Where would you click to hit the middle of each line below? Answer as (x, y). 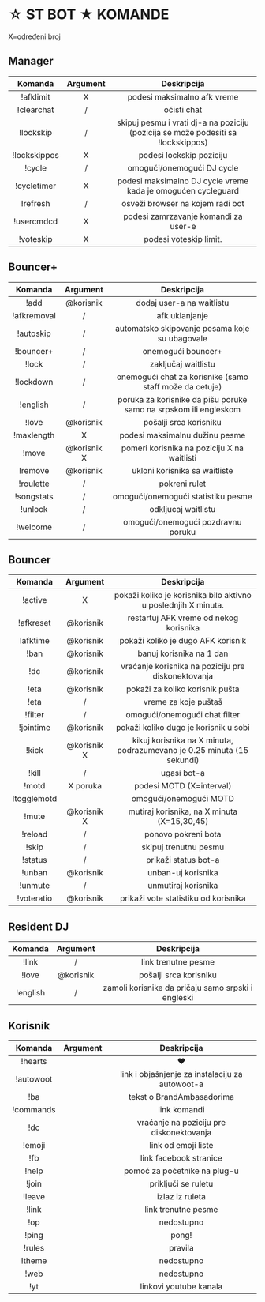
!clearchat (35, 110)
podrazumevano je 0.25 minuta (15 (183, 751)
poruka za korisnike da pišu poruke (183, 399)
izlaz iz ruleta (181, 1197)
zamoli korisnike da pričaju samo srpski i (178, 988)
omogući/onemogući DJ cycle (183, 167)
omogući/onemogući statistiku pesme (183, 496)
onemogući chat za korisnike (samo (182, 377)
